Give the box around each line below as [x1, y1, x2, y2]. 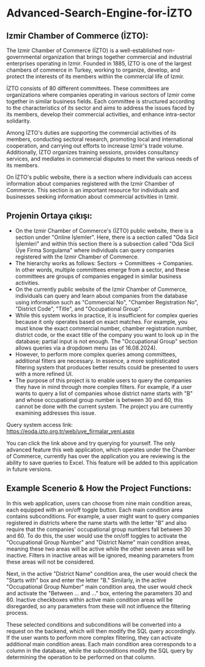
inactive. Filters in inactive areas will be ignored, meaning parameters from [6, 551, 195, 559]
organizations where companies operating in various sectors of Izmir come [6, 91, 196, 98]
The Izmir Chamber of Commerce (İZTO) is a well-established [6, 47, 162, 54]
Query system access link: [6, 421, 73, 428]
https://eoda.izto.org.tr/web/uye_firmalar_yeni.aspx [6, 428, 135, 435]
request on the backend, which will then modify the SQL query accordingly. [6, 627, 197, 635]
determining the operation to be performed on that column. [6, 653, 155, 661]
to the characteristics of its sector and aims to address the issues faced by [6, 104, 195, 111]
